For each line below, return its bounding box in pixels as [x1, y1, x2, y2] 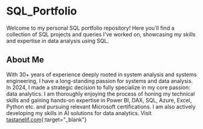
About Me [6, 55, 44, 65]
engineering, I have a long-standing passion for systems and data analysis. [6, 77, 193, 84]
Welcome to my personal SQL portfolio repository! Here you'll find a [6, 24, 175, 31]
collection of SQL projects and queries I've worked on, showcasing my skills [6, 30, 196, 38]
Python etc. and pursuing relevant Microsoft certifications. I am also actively [6, 103, 196, 110]
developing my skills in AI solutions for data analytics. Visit [6, 109, 152, 116]
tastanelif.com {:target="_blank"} [6, 116, 87, 123]
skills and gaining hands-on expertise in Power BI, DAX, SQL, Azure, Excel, [6, 96, 192, 104]
